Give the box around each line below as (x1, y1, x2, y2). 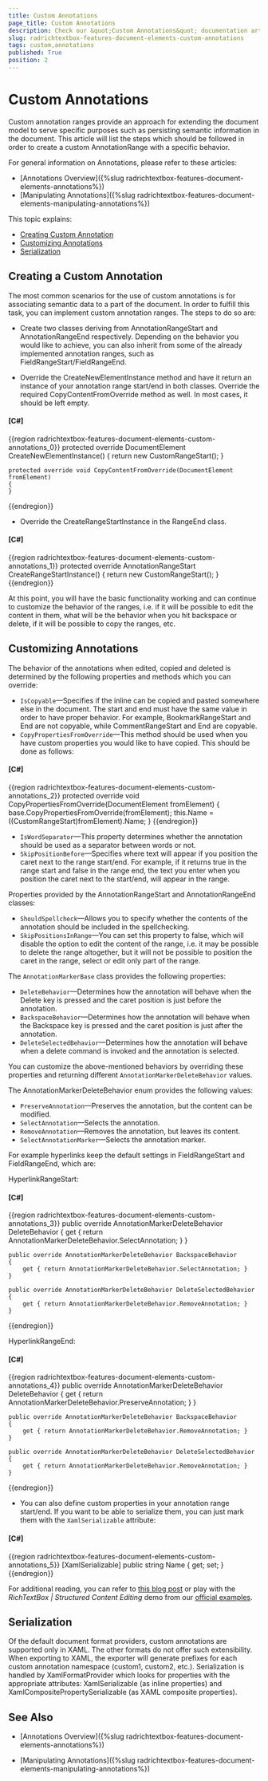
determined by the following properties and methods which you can (8, 672, 231, 681)
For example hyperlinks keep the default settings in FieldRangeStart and (8, 1150, 246, 1160)
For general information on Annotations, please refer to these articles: (8, 157, 238, 167)
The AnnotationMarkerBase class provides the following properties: (8, 971, 227, 981)
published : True (8, 49, 62, 57)
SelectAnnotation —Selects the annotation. (19, 1118, 160, 1128)
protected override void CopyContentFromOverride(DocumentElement (8, 466, 234, 475)
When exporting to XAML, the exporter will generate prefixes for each (8, 1653, 238, 1663)
